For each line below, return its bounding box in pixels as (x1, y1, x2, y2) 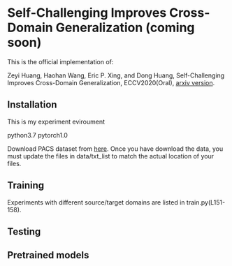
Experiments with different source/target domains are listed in (7, 198, 185, 207)
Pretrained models (7, 249, 89, 261)
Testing (7, 226, 41, 237)
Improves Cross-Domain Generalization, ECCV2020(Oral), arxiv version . (7, 78, 215, 87)
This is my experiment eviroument (7, 117, 105, 126)
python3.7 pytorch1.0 (7, 131, 68, 139)
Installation (7, 99, 57, 111)
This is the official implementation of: (7, 57, 114, 66)
